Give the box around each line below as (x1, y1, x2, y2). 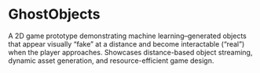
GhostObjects (8, 5, 101, 23)
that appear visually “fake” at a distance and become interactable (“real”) (8, 39, 245, 48)
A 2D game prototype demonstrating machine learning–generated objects (8, 31, 247, 40)
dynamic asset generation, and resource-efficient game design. (8, 56, 214, 65)
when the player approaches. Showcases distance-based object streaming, (8, 47, 253, 57)
